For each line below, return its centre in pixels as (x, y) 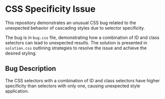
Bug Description (30, 69)
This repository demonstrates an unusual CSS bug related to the (71, 23)
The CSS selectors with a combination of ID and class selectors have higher (82, 80)
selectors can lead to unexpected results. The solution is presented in (76, 42)
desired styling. (21, 53)
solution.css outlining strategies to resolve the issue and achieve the (76, 48)
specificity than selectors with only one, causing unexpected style (73, 86)
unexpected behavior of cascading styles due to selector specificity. (75, 28)
